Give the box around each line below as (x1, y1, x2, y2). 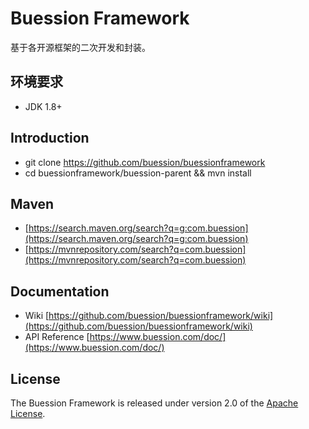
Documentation (10, 283, 110, 300)
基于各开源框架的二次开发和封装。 (10, 41, 151, 53)
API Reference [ (24, 331, 90, 343)
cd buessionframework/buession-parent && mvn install (24, 167, 252, 179)
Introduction (10, 130, 90, 147)
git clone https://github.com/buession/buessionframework (24, 156, 266, 168)
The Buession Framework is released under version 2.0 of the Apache (10, 397, 299, 409)
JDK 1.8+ (24, 100, 63, 112)
